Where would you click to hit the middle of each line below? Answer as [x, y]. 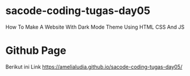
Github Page [36, 51]
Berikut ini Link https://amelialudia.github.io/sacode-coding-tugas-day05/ [94, 67]
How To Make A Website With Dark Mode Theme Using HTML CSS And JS [95, 27]
